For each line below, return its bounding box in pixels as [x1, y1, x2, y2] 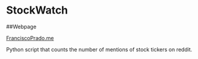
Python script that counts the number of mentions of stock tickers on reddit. [6, 45, 193, 53]
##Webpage [6, 23, 37, 30]
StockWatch [6, 4, 68, 17]
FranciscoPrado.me [6, 34, 54, 41]
